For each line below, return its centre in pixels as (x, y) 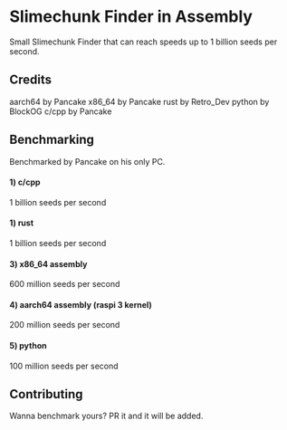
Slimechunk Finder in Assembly (131, 17)
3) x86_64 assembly (48, 263)
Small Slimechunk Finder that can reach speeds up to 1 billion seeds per (143, 42)
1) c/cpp (25, 182)
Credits (31, 80)
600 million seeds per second (65, 284)
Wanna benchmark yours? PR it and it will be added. (106, 416)
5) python (28, 345)
